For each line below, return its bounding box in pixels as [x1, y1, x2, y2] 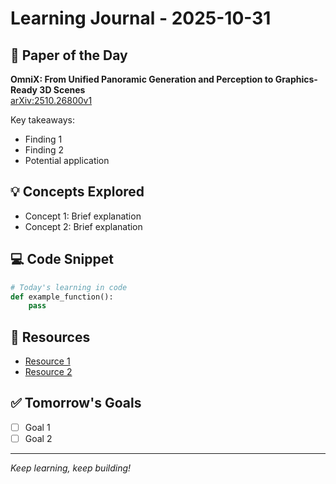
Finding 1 [24, 133, 63, 145]
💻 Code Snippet [10, 251, 114, 268]
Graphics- [274, 73, 318, 85]
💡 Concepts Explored [10, 183, 145, 201]
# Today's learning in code [10, 282, 128, 292]
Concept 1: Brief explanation [24, 210, 142, 222]
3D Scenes [39, 84, 86, 96]
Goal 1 [24, 421, 51, 433]
